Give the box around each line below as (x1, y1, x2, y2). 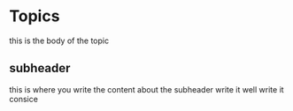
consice (9, 93, 38, 104)
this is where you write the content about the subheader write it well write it (9, 84, 285, 94)
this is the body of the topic (9, 35, 109, 46)
